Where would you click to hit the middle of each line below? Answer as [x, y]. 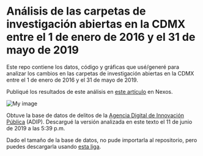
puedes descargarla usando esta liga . [54, 146]
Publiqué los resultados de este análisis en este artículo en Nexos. [90, 91]
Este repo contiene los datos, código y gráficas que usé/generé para [93, 67]
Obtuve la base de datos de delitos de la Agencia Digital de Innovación [95, 115]
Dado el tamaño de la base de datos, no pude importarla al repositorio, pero [102, 140]
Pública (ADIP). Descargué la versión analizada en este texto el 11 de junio [99, 122]
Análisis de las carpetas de [76, 11]
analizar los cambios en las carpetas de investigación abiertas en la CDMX [100, 73]
